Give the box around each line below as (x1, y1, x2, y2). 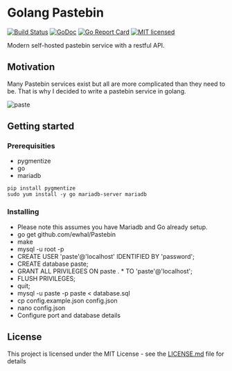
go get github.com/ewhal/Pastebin (17, 230, 116, 238)
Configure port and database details (17, 311, 121, 319)
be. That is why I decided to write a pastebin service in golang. (7, 87, 186, 95)
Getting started (7, 120, 75, 132)
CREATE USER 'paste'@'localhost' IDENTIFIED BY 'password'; (17, 252, 195, 260)
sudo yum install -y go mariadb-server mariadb (7, 191, 148, 198)
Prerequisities (7, 141, 55, 151)
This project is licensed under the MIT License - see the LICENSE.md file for (7, 350, 224, 358)
